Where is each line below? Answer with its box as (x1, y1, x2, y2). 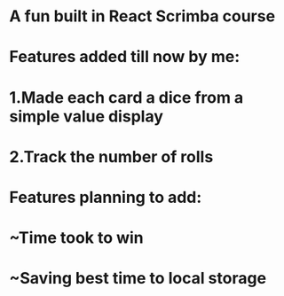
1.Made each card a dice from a (9, 87, 244, 107)
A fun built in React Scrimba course (9, 6, 276, 27)
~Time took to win (9, 228, 144, 248)
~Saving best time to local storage (9, 269, 267, 289)
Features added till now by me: (9, 47, 241, 67)
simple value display (9, 106, 164, 126)
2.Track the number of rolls (9, 146, 214, 167)
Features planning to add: (9, 187, 202, 207)
